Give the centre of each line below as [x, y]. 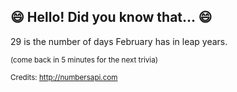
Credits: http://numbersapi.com [64, 77]
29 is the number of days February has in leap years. [119, 41]
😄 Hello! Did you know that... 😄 [111, 17]
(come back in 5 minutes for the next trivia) [84, 60]
